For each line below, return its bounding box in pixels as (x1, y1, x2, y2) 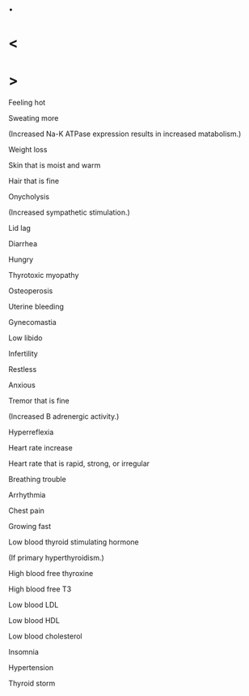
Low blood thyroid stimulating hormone (8, 537, 139, 547)
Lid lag (8, 224, 31, 233)
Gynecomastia (8, 318, 57, 327)
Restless (8, 365, 37, 374)
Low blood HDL (8, 616, 61, 626)
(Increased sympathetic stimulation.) (8, 207, 131, 217)
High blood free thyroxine (8, 569, 94, 579)
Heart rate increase (8, 443, 73, 453)
